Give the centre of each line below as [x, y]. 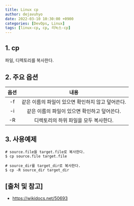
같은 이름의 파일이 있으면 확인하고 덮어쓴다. [74, 111]
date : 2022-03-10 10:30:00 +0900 [39, 19]
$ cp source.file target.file [36, 156]
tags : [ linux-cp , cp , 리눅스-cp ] [38, 28]
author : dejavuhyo [24, 14]
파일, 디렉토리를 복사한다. [30, 60]
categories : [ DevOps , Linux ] [35, 23]
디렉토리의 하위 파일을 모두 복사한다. [74, 120]
